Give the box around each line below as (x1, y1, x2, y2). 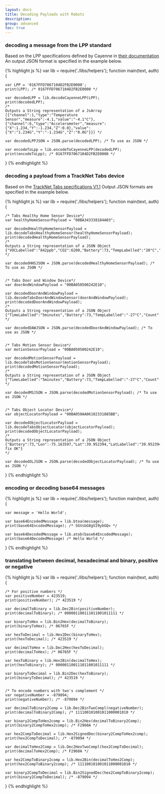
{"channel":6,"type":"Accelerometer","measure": (5, 121, 107, 126)
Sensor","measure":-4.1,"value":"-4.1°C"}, (5, 117, 96, 122)
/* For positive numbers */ (5, 589, 63, 594)
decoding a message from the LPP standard (5, 42, 111, 49)
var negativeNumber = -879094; (5, 693, 69, 698)
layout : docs (5, 7, 32, 12)
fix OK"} (5, 446, 23, 451)
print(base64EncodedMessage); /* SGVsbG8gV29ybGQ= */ (5, 523, 118, 528)
